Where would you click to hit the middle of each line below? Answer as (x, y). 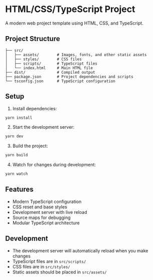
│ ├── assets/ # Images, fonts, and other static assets (76, 55)
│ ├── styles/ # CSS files (43, 59)
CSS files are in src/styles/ (41, 266)
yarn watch (17, 174)
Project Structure (33, 39)
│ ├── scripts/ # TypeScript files (51, 64)
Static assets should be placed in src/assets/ (59, 272)
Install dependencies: (35, 108)
